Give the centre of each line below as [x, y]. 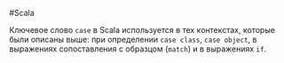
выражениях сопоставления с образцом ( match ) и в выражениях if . [138, 49]
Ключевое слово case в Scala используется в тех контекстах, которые [142, 30]
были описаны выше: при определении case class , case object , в [133, 39]
